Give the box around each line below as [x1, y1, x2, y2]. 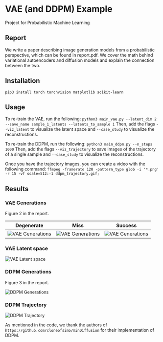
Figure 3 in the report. [5, 279, 49, 285]
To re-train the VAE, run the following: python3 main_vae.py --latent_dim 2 [5, 116, 157, 122]
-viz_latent [5, 127, 29, 132]
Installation [5, 77, 40, 85]
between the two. [5, 62, 41, 68]
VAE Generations [5, 199, 47, 206]
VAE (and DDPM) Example [5, 3, 113, 15]
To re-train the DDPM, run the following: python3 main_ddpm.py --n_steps [5, 141, 153, 147]
